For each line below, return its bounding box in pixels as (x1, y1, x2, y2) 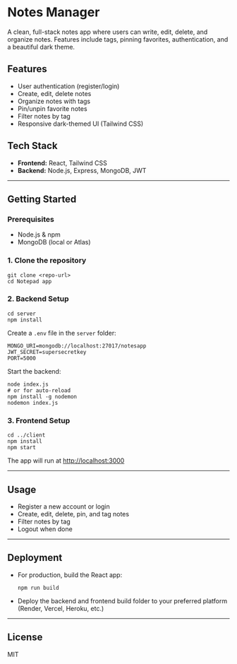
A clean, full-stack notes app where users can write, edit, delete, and (7, 28, 208, 36)
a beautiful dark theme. (7, 42, 75, 51)
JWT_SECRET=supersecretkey (7, 348, 87, 355)
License (7, 632, 43, 644)
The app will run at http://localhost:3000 (7, 456, 125, 465)
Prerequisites (7, 214, 54, 224)
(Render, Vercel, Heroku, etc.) (17, 604, 104, 612)
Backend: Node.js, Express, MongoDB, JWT (17, 166, 147, 174)
